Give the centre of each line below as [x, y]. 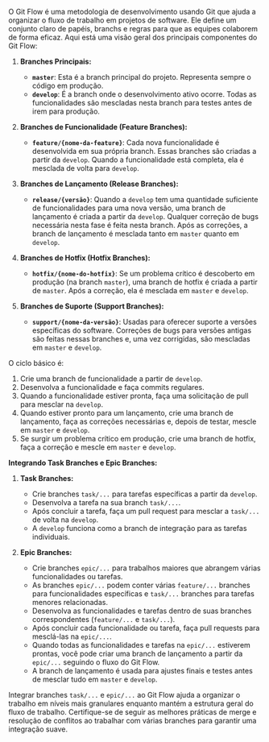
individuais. [51, 537]
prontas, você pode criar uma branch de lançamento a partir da [137, 653]
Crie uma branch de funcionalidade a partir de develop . [111, 379]
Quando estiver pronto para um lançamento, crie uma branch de [126, 413]
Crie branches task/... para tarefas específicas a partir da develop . [145, 494]
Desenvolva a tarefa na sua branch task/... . [106, 502]
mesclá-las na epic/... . [72, 636]
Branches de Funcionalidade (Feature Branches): [103, 127]
